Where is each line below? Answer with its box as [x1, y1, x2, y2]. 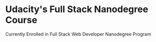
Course [5, 14, 37, 26]
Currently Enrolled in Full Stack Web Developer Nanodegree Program [5, 31, 151, 37]
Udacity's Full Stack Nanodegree [5, 4, 149, 15]
